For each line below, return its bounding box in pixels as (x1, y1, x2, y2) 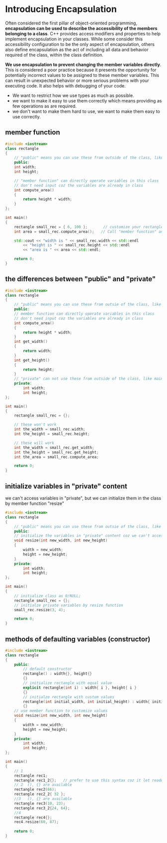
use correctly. (12, 113, 41, 119)
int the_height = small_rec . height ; (14, 431, 90, 436)
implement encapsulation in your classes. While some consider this (5, 36, 143, 42)
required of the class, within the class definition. (5, 51, 103, 58)
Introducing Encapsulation (5, 3, 117, 15)
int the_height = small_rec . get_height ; (14, 449, 99, 455)
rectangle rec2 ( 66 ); (14, 787, 57, 792)
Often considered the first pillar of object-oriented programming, (5, 20, 138, 26)
